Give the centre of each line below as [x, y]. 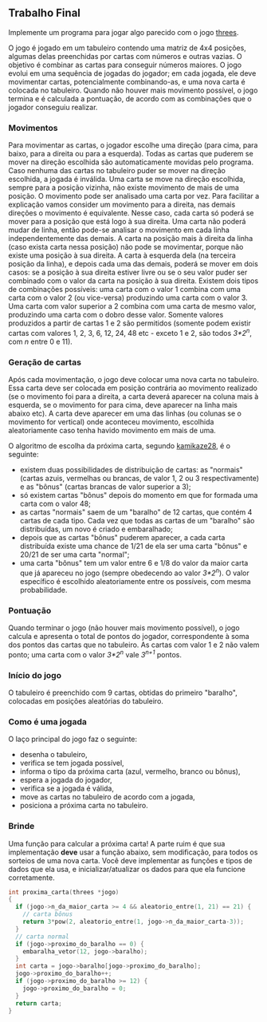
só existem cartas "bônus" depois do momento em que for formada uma [139, 495]
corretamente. [31, 878]
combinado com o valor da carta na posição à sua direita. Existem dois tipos [133, 281]
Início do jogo [35, 675]
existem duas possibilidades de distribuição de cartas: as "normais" [131, 470]
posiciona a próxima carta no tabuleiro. [84, 806]
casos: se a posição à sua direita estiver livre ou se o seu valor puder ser [128, 272]
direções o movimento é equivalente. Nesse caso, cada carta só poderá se [131, 213]
